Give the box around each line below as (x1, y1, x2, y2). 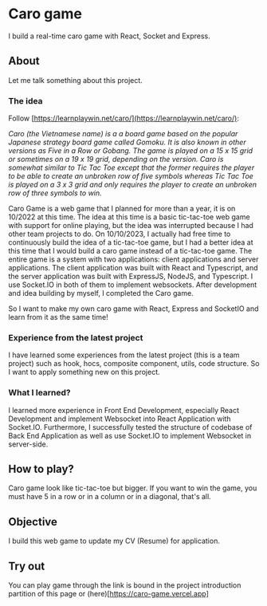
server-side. (8, 439, 49, 449)
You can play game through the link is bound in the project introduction (8, 580, 241, 590)
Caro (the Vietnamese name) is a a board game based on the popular (8, 129, 238, 139)
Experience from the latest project (8, 332, 143, 343)
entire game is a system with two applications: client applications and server (8, 254, 259, 264)
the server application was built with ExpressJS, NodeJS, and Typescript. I (8, 272, 253, 281)
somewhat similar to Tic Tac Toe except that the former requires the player (8, 163, 255, 172)
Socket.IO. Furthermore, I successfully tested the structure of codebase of (8, 422, 253, 431)
